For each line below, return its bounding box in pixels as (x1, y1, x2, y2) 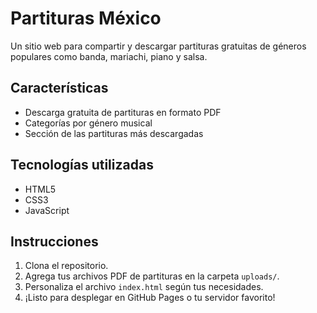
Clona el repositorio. (24, 260, 109, 272)
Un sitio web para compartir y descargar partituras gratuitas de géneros (10, 40, 307, 52)
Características (10, 80, 109, 97)
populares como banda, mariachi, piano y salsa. (10, 50, 208, 62)
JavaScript (24, 204, 70, 216)
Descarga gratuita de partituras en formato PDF (24, 106, 222, 118)
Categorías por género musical (24, 117, 153, 129)
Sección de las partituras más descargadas (24, 127, 204, 139)
